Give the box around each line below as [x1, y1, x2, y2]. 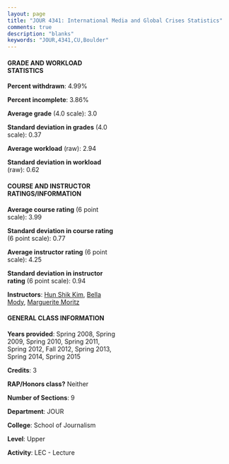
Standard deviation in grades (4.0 [7, 123, 107, 132]
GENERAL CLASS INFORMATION [7, 314, 105, 322]
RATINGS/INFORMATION [7, 189, 82, 198]
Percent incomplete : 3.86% [7, 96, 89, 104]
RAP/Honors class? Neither [7, 380, 89, 388]
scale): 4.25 [7, 255, 42, 264]
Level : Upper [7, 434, 46, 443]
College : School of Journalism [7, 421, 96, 429]
